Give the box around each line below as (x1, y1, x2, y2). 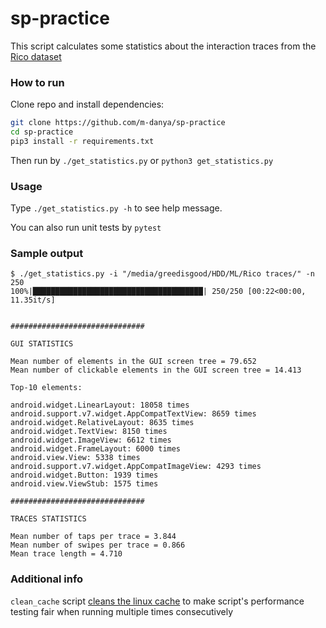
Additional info (10, 572, 84, 586)
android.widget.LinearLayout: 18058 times (10, 400, 190, 411)
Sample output (10, 247, 84, 261)
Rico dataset (10, 50, 62, 62)
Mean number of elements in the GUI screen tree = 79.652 (10, 357, 257, 367)
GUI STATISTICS (10, 339, 74, 349)
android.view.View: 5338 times (10, 453, 141, 463)
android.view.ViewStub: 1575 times (10, 479, 159, 489)
